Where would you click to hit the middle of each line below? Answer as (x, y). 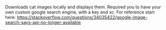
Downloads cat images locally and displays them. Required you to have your (83, 7)
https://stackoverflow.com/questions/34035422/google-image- (82, 17)
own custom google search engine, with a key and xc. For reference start (80, 12)
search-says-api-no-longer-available (43, 22)
